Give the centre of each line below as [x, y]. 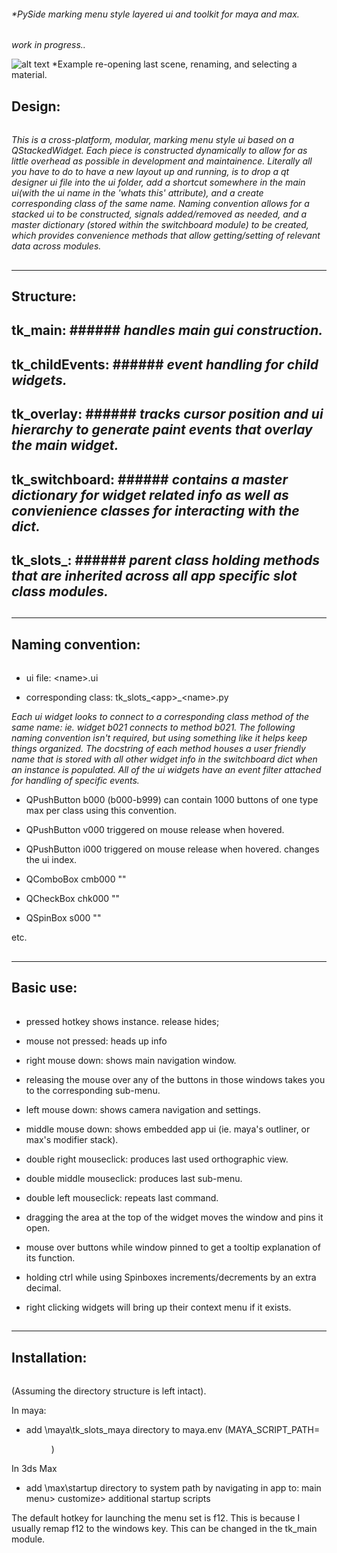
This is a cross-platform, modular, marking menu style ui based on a [153, 140]
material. [29, 75]
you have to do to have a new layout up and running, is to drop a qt [150, 172]
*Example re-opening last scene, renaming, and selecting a [174, 64]
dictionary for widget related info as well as [150, 495]
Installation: [49, 1357]
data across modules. [56, 246]
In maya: [29, 1411]
